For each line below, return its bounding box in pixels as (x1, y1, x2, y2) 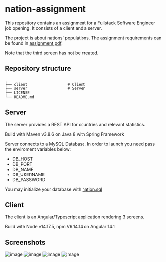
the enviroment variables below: (5, 146, 71, 152)
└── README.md (5, 94, 35, 100)
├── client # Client (5, 82, 85, 87)
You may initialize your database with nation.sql (5, 186, 103, 192)
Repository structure (5, 64, 71, 73)
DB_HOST (12, 156, 33, 162)
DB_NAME (12, 166, 34, 172)
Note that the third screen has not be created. (5, 50, 99, 56)
